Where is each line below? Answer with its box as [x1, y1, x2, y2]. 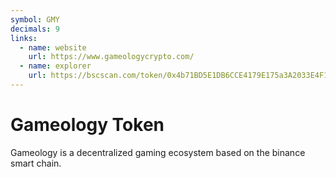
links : [10, 33, 38, 43]
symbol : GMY [10, 14, 60, 25]
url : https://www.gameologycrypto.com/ [28, 52, 195, 62]
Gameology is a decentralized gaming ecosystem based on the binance [10, 146, 306, 158]
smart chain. [10, 157, 62, 169]
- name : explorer [19, 61, 92, 71]
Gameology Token [10, 114, 165, 136]
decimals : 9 [10, 24, 60, 34]
